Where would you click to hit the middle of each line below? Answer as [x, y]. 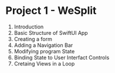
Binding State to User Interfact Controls [62, 57]
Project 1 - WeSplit [51, 11]
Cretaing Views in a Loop [44, 63]
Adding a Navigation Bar [43, 45]
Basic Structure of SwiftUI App [51, 32]
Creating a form [33, 39]
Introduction [29, 27]
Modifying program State [44, 51]
